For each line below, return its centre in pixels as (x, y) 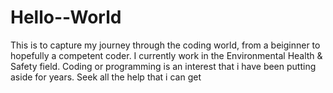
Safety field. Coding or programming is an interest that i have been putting (163, 66)
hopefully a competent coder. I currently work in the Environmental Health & (166, 55)
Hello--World (66, 17)
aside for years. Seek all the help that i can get (106, 77)
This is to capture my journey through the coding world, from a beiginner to (165, 45)
